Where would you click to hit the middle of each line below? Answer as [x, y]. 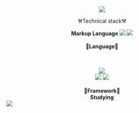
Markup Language [94, 33]
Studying [102, 97]
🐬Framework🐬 [102, 91]
